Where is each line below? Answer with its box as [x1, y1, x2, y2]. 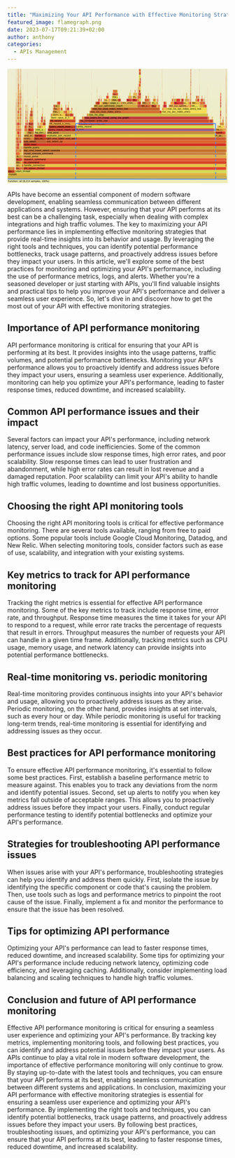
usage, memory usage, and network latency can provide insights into [7, 643, 206, 652]
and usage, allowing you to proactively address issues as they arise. [7, 697, 204, 705]
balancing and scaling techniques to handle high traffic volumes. [7, 974, 194, 982]
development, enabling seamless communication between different [7, 197, 201, 206]
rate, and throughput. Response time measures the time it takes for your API [7, 613, 227, 622]
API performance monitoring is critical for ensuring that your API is [7, 341, 199, 349]
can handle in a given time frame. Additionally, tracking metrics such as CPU [7, 636, 228, 644]
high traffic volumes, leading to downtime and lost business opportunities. [7, 480, 221, 489]
